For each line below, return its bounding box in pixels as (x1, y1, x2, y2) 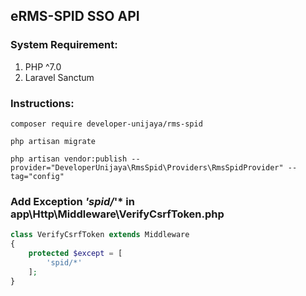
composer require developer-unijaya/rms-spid (10, 119, 203, 129)
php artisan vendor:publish (10, 154, 128, 164)
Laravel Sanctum (24, 71, 95, 83)
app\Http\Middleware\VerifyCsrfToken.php (10, 207, 225, 221)
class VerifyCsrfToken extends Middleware (10, 230, 190, 240)
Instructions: (10, 96, 75, 110)
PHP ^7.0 (24, 60, 62, 73)
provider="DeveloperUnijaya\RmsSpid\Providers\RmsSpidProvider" (10, 162, 284, 173)
